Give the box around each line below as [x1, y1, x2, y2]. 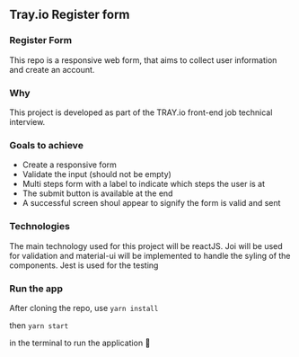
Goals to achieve [9, 138, 84, 151]
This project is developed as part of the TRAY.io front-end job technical [9, 107, 273, 118]
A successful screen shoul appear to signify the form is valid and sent [22, 198, 281, 209]
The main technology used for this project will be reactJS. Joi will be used [9, 240, 283, 251]
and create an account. [9, 64, 95, 75]
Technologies [9, 220, 70, 233]
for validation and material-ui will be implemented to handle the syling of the [9, 250, 291, 261]
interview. [9, 116, 46, 127]
